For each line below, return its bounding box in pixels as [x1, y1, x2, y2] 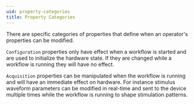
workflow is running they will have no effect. [6, 60, 115, 68]
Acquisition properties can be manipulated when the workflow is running [6, 72, 186, 79]
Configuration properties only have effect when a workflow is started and [6, 48, 187, 55]
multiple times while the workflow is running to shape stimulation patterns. [6, 91, 188, 98]
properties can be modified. [6, 37, 74, 44]
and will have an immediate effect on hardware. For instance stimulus [6, 78, 176, 86]
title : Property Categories [6, 14, 76, 20]
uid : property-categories [6, 8, 70, 15]
